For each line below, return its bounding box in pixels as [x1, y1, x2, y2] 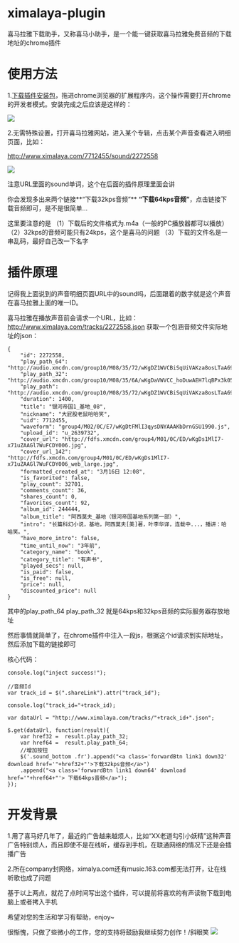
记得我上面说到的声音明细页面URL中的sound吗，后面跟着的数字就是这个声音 [7, 289, 231, 297]
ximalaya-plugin [7, 5, 106, 21]
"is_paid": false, [20, 569, 75, 576]
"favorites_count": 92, [20, 499, 91, 506]
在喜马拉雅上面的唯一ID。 [7, 298, 83, 307]
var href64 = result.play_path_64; [20, 739, 129, 746]
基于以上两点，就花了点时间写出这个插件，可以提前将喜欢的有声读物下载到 [7, 888, 225, 897]
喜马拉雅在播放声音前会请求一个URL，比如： [7, 313, 139, 322]
